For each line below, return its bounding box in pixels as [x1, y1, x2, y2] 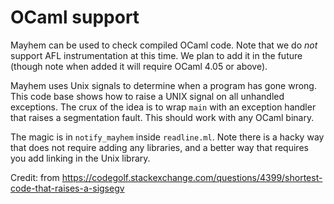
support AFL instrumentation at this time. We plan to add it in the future [10, 49, 303, 61]
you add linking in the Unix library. [10, 152, 151, 164]
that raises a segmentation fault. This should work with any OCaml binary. [10, 111, 315, 123]
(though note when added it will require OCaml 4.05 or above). [10, 60, 268, 72]
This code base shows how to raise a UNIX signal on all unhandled [10, 90, 285, 102]
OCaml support [10, 6, 140, 29]
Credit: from [10, 171, 60, 183]
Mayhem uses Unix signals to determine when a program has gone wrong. [10, 79, 317, 91]
